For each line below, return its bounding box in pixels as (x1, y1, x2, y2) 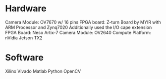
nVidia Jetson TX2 (5, 35, 43, 41)
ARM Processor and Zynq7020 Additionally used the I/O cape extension (5, 24, 152, 30)
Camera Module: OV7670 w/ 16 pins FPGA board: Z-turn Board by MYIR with (5, 19, 161, 25)
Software (5, 52, 44, 63)
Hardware (5, 3, 47, 14)
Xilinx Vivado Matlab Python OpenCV (5, 68, 81, 74)
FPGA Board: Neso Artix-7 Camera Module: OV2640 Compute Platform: (5, 29, 151, 35)
